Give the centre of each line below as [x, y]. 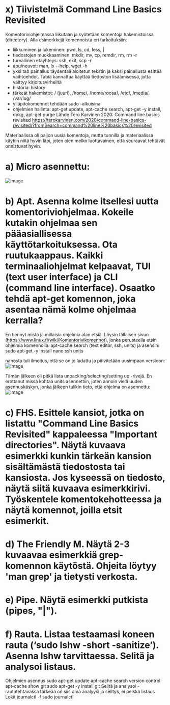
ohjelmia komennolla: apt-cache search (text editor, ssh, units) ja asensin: [82, 345]
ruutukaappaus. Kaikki [54, 255]
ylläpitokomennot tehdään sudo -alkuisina [56, 103]
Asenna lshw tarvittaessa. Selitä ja [80, 656]
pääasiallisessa [39, 234]
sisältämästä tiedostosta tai [65, 467]
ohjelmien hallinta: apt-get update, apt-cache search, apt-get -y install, [87, 109]
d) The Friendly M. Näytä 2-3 [67, 544]
